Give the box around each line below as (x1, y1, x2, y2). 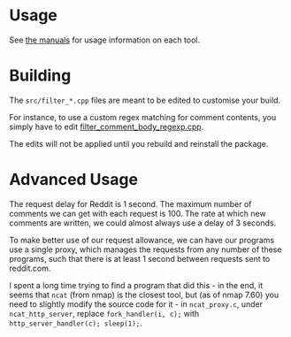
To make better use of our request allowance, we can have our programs (9, 234, 275, 245)
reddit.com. (9, 263, 51, 273)
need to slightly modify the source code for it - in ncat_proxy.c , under (9, 298, 264, 310)
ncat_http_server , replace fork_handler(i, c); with (9, 308, 200, 318)
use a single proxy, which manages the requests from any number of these (9, 244, 282, 255)
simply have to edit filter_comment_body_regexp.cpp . (9, 121, 204, 132)
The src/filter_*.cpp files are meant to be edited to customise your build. (9, 95, 281, 105)
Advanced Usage (9, 170, 139, 190)
